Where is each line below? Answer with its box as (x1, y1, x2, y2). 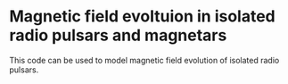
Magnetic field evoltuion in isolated (9, 6, 276, 27)
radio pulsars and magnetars (9, 25, 227, 46)
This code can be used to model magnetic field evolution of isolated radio (9, 55, 280, 65)
